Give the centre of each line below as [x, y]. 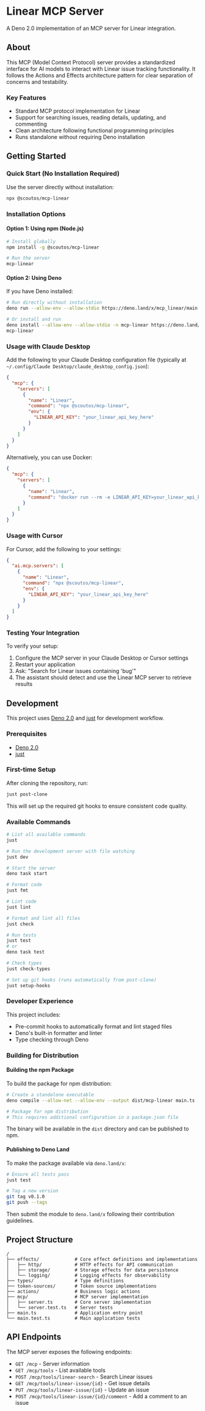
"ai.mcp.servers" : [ [38, 566]
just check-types [28, 969]
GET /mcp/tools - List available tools [60, 1370]
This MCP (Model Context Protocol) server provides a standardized [91, 62]
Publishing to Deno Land [38, 1149]
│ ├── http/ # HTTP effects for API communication [90, 1265]
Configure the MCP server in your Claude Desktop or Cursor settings [102, 658]
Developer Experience [40, 1001]
